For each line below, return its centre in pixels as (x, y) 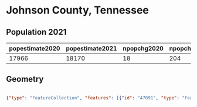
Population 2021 (36, 32)
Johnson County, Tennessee (78, 10)
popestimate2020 (35, 49)
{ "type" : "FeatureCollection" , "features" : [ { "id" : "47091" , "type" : (93, 98)
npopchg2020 (143, 49)
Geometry (25, 79)
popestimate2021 (91, 49)
